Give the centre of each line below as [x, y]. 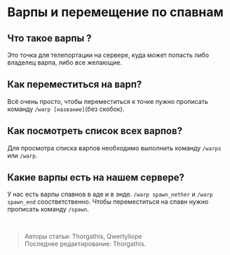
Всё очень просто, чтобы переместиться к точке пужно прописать [108, 101]
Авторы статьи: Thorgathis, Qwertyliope [83, 237]
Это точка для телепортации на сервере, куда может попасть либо [108, 55]
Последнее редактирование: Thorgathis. [85, 244]
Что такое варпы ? [50, 38]
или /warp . [22, 155]
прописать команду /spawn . [48, 209]
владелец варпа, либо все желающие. [65, 63]
